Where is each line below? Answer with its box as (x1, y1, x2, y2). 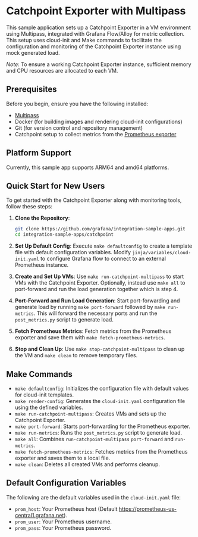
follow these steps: (6, 203, 52, 210)
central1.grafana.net (14, 511, 64, 519)
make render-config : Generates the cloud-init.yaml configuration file (14, 397, 186, 404)
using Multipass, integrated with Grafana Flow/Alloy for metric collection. (6, 30, 185, 37)
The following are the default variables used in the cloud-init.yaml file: (6, 494, 181, 501)
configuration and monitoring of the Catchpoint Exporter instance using (6, 43, 181, 50)
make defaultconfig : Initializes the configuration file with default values (14, 385, 189, 392)
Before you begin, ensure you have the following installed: (6, 100, 149, 107)
